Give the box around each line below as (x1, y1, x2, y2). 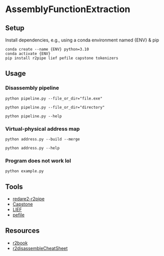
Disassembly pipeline (5, 84, 60, 91)
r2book (12, 240, 28, 246)
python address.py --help (5, 145, 60, 150)
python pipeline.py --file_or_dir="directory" (5, 105, 105, 110)
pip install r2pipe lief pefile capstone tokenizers (5, 56, 119, 61)
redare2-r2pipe (12, 196, 45, 202)
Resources (5, 226, 40, 235)
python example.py (5, 169, 44, 174)
